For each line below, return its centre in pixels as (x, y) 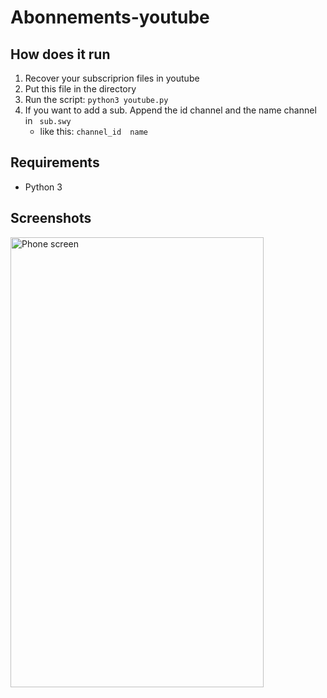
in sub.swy (48, 120)
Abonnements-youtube (110, 17)
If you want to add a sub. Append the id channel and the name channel (170, 110)
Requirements (55, 162)
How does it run (60, 54)
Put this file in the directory (80, 89)
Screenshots (51, 218)
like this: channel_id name (93, 131)
